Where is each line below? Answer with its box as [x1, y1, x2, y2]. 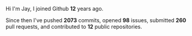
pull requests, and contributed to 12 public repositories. [5, 23, 142, 30]
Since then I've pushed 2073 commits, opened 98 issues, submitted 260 [5, 17, 187, 23]
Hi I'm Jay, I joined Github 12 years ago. [5, 5, 104, 12]
